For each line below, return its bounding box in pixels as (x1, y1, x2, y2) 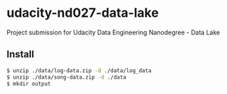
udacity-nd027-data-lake (6, 5, 159, 21)
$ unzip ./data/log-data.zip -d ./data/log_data (6, 67, 152, 74)
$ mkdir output (6, 80, 51, 87)
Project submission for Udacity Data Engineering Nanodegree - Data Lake (6, 28, 221, 36)
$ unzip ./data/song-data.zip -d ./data (6, 74, 127, 81)
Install (6, 48, 34, 60)
